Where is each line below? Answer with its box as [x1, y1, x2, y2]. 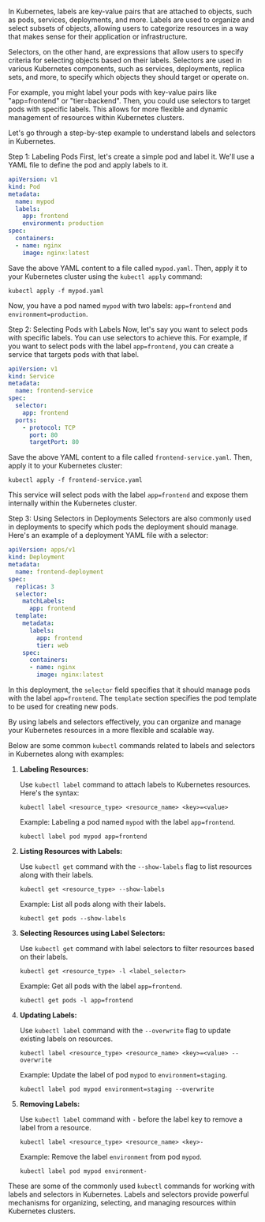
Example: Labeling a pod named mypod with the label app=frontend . [19, 818, 236, 826]
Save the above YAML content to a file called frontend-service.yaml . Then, [8, 453, 252, 462]
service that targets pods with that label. [8, 349, 140, 359]
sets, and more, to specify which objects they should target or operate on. [8, 73, 249, 81]
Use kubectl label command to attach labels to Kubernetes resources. [19, 780, 251, 789]
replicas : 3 [15, 582, 55, 591]
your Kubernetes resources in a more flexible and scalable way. [8, 726, 215, 735]
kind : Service [8, 372, 55, 380]
